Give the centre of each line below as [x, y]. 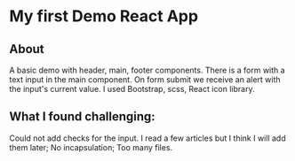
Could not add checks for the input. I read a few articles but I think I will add [147, 138]
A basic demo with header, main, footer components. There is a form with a [147, 70]
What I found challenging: [82, 117]
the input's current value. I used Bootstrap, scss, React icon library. [132, 89]
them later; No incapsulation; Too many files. [91, 147]
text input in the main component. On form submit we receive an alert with [145, 80]
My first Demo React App [104, 16]
